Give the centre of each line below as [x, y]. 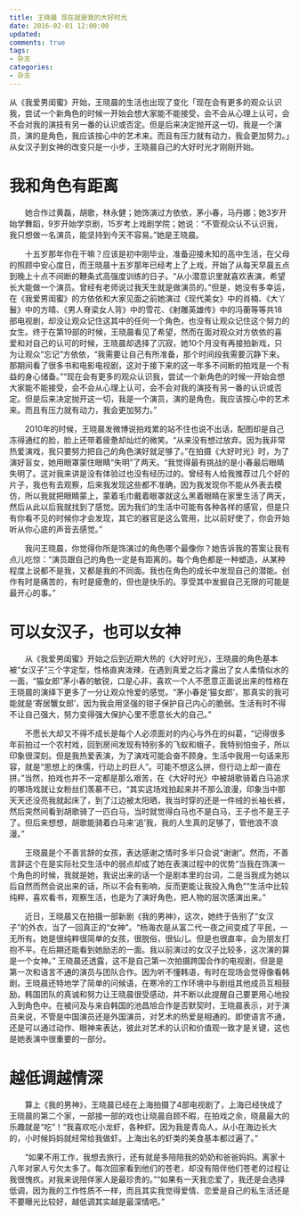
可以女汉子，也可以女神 [95, 632]
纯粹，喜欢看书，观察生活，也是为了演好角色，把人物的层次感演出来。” [138, 897]
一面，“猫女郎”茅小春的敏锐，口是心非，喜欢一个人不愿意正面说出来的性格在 [149, 681]
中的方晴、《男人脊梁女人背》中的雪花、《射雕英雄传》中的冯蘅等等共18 [154, 310]
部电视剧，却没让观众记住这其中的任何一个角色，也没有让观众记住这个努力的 [149, 320]
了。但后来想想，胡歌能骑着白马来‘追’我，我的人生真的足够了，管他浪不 [140, 822]
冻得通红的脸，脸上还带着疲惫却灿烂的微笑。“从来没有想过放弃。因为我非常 [148, 440]
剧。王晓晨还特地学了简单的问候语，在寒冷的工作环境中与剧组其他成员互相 [145, 983]
